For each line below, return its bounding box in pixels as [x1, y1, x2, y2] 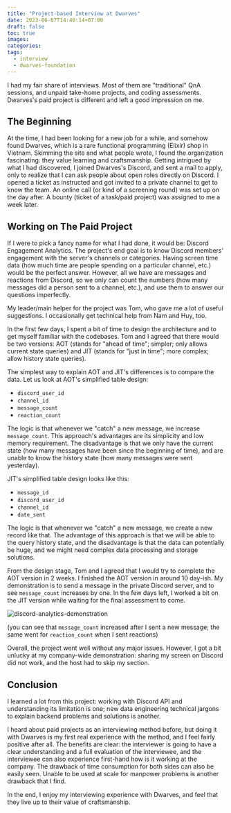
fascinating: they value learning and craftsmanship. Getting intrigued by [7, 156, 212, 165]
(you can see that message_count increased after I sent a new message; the [7, 623, 220, 632]
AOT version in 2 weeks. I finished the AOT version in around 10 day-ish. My [7, 574, 223, 582]
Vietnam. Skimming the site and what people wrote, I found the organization [7, 149, 223, 157]
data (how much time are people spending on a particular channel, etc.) [7, 261, 212, 269]
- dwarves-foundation [13, 62, 76, 69]
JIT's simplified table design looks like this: [7, 475, 129, 483]
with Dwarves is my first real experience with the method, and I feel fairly [7, 733, 216, 741]
